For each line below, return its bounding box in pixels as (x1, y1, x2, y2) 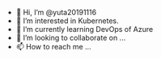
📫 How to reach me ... (15, 42, 91, 51)
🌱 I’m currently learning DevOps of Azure (15, 25, 154, 33)
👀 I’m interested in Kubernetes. (15, 16, 119, 26)
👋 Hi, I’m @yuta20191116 (15, 8, 97, 17)
